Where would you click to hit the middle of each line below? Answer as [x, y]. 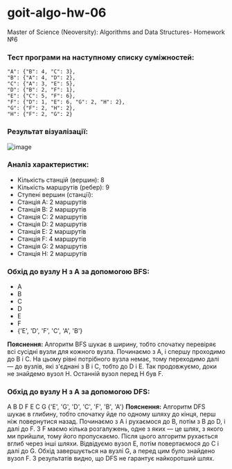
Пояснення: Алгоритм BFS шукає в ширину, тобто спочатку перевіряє [112, 344]
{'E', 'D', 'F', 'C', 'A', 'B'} [50, 331]
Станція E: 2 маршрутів [52, 231]
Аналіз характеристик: [48, 164]
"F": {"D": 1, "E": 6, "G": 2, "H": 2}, [66, 102]
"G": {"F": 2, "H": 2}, [42, 108]
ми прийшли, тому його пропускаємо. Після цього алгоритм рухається [113, 436]
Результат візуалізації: [48, 132]
